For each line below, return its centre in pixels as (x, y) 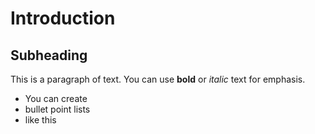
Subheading (49, 55)
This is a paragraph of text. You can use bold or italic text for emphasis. (158, 79)
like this (40, 120)
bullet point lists (57, 109)
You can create (56, 98)
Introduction (63, 18)
